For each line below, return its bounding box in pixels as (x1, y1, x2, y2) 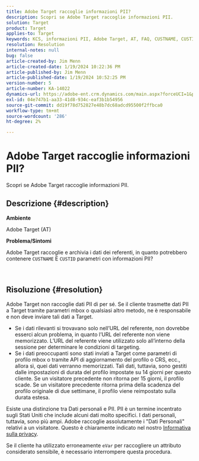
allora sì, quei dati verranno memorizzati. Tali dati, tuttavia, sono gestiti (14, 362, 188, 369)
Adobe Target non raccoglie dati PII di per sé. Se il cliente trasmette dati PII (6, 300, 189, 308)
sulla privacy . (6, 430, 38, 437)
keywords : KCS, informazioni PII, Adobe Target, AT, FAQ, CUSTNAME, (6, 36, 179, 42)
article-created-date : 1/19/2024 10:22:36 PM (6, 63, 120, 70)
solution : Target (6, 20, 49, 25)
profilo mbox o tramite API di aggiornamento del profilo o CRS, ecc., (14, 356, 181, 363)
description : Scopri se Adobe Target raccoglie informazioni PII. (6, 14, 174, 20)
